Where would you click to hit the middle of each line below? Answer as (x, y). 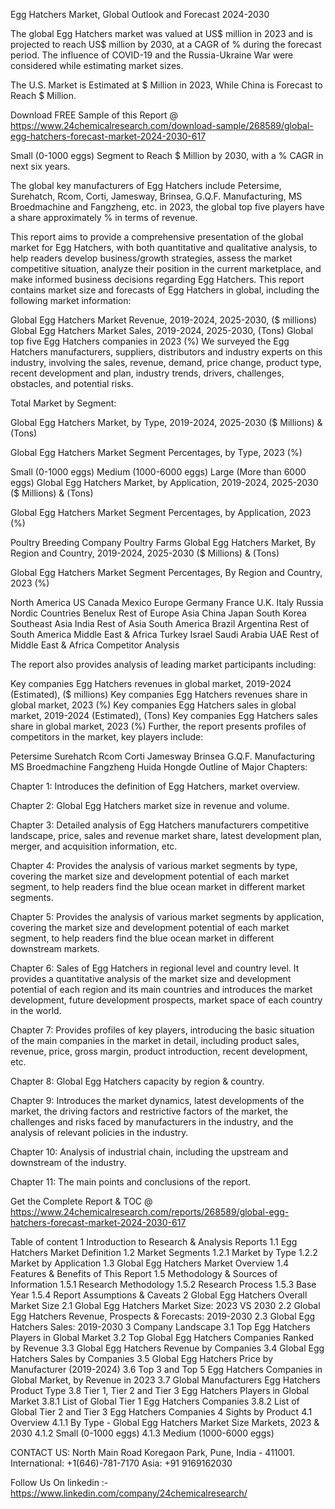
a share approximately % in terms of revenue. (104, 217)
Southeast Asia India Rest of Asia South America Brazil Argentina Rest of (160, 623)
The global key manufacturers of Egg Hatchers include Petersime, (146, 185)
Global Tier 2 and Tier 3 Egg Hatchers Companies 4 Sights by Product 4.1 (161, 1412)
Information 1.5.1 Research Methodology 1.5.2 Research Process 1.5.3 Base (163, 1284)
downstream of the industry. (68, 1162)
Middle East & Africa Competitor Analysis (95, 645)
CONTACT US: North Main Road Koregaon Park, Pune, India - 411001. (152, 1452)
